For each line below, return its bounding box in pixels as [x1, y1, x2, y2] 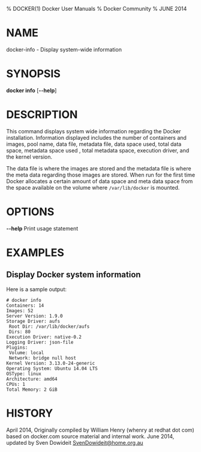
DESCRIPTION [6, 108, 78, 122]
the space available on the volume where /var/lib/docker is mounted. [6, 184, 180, 191]
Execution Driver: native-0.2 [6, 334, 82, 340]
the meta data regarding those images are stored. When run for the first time [6, 171, 196, 178]
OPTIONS [6, 205, 55, 218]
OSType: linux [6, 370, 42, 377]
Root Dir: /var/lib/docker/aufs [8, 324, 90, 330]
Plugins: [6, 345, 28, 351]
